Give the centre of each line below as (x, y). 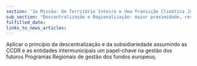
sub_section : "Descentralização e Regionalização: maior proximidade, (94, 17)
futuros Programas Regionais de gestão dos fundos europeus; (81, 57)
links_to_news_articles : (36, 28)
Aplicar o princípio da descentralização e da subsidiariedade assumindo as (97, 44)
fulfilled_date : (26, 22)
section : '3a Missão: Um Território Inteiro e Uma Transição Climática (95, 11)
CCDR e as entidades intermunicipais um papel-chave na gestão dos (89, 51)
